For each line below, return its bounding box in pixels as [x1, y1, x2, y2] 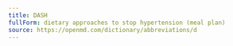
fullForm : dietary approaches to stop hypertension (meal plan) [8, 19, 226, 27]
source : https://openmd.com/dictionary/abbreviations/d [8, 26, 197, 34]
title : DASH [8, 11, 48, 19]
